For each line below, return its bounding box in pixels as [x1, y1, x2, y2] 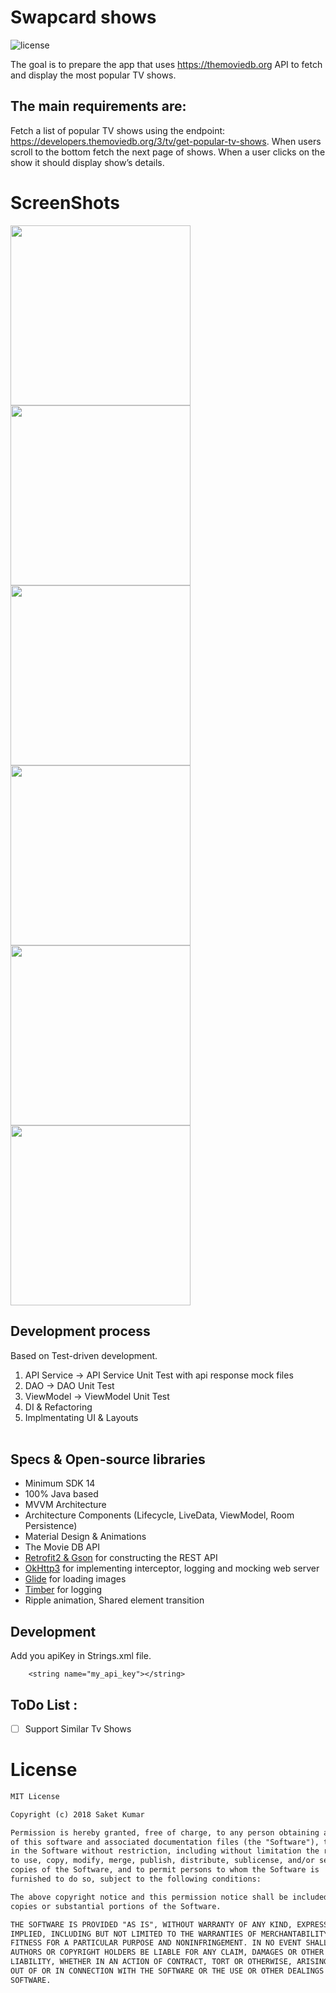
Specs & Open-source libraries [10, 1451, 206, 1468]
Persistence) [24, 1520, 78, 1532]
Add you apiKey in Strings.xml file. [10, 1650, 152, 1662]
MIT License [10, 1791, 60, 1801]
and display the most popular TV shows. [10, 69, 177, 81]
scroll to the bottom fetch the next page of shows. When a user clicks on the [10, 146, 326, 158]
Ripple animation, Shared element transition [24, 1594, 205, 1606]
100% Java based [24, 1488, 99, 1500]
